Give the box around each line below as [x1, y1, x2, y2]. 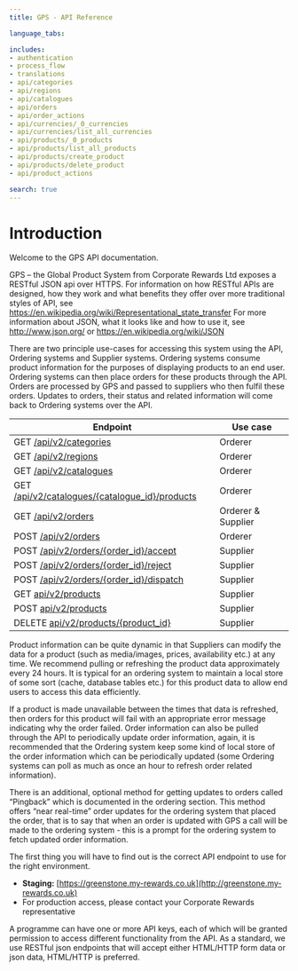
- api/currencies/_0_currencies [9, 119, 129, 129]
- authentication [9, 53, 74, 62]
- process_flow [9, 61, 66, 71]
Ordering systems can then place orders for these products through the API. [9, 372, 288, 383]
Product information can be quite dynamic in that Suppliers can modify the [9, 640, 282, 651]
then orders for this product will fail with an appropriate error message [9, 714, 266, 724]
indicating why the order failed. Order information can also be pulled [9, 722, 259, 733]
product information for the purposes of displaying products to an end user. [9, 362, 286, 373]
